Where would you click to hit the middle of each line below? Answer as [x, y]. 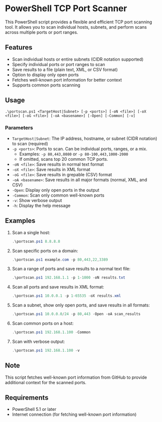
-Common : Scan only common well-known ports [58, 195]
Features [19, 47]
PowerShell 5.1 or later [34, 409]
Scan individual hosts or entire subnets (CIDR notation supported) [78, 59]
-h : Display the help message [41, 205]
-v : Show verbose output [37, 200]
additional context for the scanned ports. [46, 382]
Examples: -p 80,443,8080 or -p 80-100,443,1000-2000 [74, 154]
